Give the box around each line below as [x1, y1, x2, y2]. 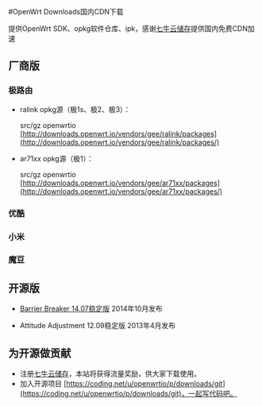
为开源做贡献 [8, 346, 71, 360]
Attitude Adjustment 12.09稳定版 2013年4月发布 [19, 321, 176, 331]
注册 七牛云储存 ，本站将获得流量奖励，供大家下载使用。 [19, 369, 201, 379]
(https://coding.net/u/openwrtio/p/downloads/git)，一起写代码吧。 [19, 389, 237, 399]
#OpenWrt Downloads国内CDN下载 [8, 7, 124, 16]
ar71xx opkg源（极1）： [19, 153, 94, 163]
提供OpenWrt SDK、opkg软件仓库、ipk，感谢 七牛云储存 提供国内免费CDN [8, 24, 249, 33]
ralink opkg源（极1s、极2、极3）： [19, 104, 131, 114]
